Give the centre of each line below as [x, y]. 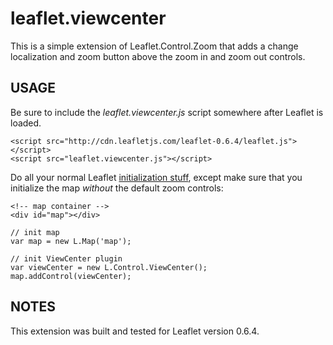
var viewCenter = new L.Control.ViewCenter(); [109, 267]
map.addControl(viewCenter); [71, 276]
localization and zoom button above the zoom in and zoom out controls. [158, 56]
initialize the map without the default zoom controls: [117, 188]
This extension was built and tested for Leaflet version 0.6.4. [135, 331]
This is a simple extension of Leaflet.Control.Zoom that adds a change [154, 46]
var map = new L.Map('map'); [71, 241]
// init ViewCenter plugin [66, 258]
